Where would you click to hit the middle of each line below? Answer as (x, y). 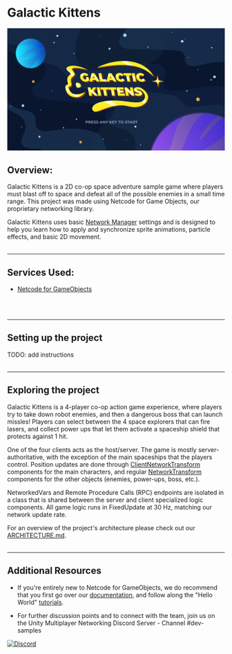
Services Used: (41, 272)
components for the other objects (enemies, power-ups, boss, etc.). (104, 479)
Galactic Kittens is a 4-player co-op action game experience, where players (115, 407)
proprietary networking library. (51, 209)
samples (29, 630)
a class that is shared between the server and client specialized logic (105, 500)
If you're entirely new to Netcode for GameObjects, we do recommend (117, 587)
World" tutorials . (40, 602)
